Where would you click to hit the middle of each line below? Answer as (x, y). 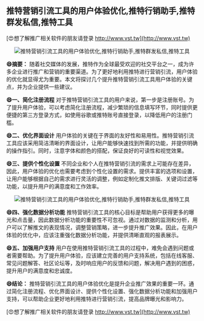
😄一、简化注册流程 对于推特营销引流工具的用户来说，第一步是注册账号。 (98, 100)
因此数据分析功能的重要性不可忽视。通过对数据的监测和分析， (115, 219)
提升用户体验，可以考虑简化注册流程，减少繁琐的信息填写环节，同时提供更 (104, 107)
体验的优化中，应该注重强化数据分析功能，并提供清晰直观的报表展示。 (94, 235)
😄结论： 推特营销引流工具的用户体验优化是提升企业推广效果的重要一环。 (98, 283)
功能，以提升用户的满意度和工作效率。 (54, 186)
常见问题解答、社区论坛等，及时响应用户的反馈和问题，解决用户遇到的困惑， (102, 263)
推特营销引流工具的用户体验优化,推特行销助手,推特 (101, 11)
